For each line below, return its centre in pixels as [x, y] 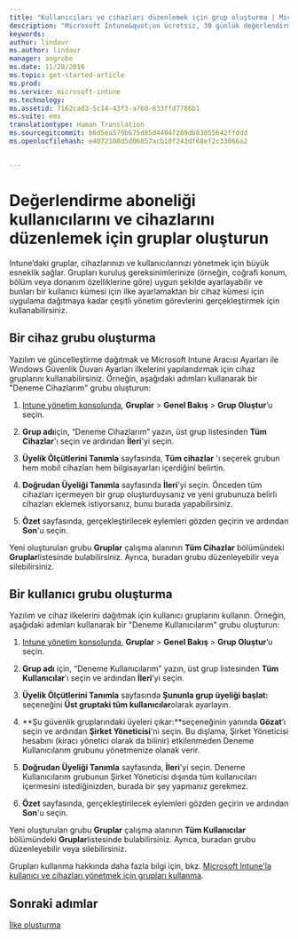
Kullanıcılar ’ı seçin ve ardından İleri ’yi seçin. [103, 678]
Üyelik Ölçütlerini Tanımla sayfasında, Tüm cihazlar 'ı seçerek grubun [151, 458]
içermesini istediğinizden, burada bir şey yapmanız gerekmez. [135, 786]
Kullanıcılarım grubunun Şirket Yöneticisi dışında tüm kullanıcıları [139, 777]
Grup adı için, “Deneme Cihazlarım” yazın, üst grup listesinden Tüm [145, 431]
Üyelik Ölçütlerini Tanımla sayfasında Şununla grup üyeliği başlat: [145, 695]
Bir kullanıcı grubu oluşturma [91, 594]
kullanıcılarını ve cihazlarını [112, 219]
